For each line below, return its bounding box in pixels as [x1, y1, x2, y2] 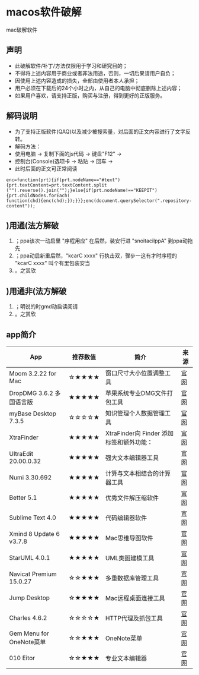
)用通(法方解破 [6, 220, 59, 231]
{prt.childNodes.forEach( [6, 193, 70, 198]
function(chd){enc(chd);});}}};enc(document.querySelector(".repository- [6, 197, 192, 204]
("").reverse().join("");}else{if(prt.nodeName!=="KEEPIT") [6, 187, 158, 193]
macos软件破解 [6, 5, 82, 19]
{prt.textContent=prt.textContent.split [6, 182, 108, 188]
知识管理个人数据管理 [105, 409, 165, 417]
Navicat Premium [9, 570, 57, 578]
